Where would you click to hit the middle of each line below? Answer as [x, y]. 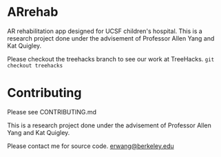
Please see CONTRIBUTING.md [52, 112]
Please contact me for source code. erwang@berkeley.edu [91, 146]
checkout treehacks [35, 65]
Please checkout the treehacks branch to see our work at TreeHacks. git [111, 59]
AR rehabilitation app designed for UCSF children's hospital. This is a [105, 31]
